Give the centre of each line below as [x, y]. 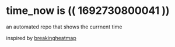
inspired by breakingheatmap [41, 38]
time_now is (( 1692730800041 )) [88, 11]
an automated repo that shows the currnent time [64, 27]
